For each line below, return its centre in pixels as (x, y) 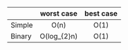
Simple (22, 25)
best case (101, 13)
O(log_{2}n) (59, 36)
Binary (21, 36)
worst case (59, 13)
